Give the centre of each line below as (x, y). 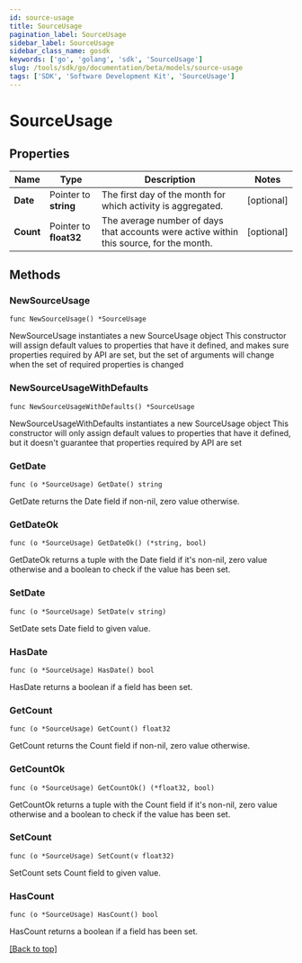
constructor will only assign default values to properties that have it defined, (150, 432)
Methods (35, 275)
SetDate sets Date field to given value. (80, 628)
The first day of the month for (164, 195)
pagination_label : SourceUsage (68, 34)
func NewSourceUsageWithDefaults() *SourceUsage (102, 406)
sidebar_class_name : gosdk (60, 51)
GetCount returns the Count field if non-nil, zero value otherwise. (129, 746)
